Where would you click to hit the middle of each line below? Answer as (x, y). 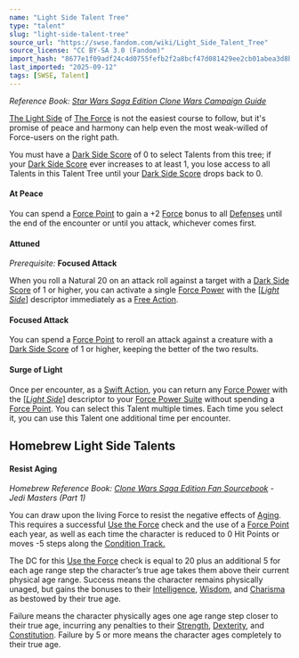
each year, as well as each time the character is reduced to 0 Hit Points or (145, 534)
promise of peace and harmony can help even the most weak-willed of (139, 127)
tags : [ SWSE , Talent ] (49, 76)
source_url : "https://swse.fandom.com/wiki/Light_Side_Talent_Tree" (139, 42)
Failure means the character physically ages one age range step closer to (144, 616)
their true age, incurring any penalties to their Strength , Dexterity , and (137, 626)
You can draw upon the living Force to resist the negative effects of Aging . (145, 515)
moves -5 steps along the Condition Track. (87, 544)
